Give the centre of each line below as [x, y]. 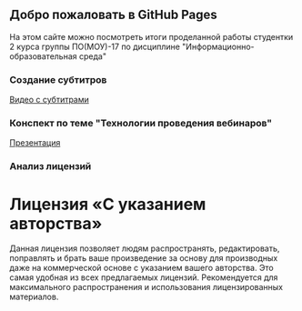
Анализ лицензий [50, 166]
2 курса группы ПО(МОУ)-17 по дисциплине [95, 46]
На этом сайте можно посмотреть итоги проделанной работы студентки [151, 36]
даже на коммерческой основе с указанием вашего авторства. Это [142, 268]
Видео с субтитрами [49, 100]
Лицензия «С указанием [108, 204]
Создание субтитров [58, 79]
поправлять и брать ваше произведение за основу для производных [144, 258]
